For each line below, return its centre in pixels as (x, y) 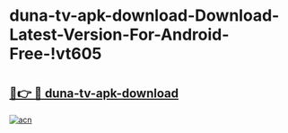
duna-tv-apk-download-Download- (144, 16)
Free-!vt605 (56, 54)
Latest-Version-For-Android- (119, 35)
